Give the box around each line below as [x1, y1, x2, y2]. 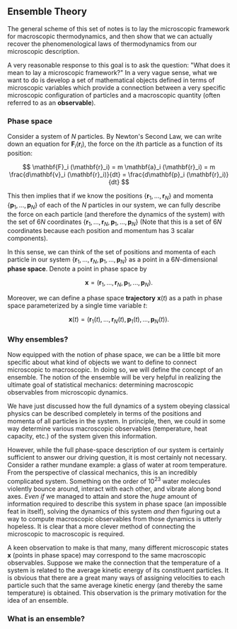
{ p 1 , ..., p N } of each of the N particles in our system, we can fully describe [7, 200, 221, 211]
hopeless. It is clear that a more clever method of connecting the [7, 522, 196, 531]
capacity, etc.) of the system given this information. [7, 431, 158, 440]
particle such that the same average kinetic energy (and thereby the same [7, 581, 223, 589]
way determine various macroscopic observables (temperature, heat [7, 424, 207, 433]
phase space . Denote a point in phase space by [7, 265, 147, 273]
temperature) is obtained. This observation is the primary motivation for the [7, 588, 227, 597]
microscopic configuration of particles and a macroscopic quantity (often [7, 91, 221, 99]
